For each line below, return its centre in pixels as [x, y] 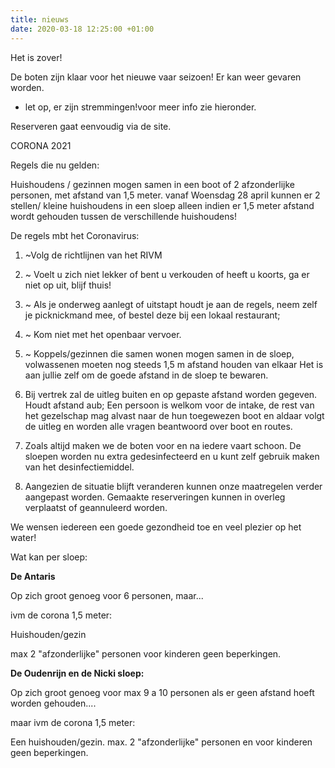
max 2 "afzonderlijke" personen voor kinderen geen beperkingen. [146, 653]
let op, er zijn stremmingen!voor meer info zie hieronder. [140, 107]
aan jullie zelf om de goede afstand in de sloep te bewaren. [146, 375]
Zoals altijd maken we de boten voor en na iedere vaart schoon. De [163, 445]
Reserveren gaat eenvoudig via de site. [91, 126]
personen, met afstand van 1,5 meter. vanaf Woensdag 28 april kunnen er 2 [165, 195]
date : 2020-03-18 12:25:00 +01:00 [82, 29]
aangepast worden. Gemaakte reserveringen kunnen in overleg [155, 497]
